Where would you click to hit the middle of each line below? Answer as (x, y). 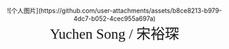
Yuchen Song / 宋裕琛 (114, 34)
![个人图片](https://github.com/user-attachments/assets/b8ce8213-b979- (114, 11)
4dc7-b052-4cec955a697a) (114, 18)
